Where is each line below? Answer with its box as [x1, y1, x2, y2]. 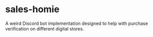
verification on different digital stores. [5, 25, 84, 31]
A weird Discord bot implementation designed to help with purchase [5, 20, 148, 26]
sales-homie [5, 4, 60, 15]
